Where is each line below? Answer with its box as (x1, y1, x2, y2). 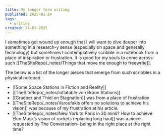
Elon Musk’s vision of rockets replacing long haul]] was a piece (12, 116, 141, 122)
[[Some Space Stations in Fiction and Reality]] (12, 84, 107, 90)
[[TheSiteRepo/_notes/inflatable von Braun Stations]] (12, 90, 120, 96)
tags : (5, 16, 16, 21)
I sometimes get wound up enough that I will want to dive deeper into (5, 39, 146, 45)
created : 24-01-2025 (5, 26, 48, 31)
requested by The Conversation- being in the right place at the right (12, 121, 151, 127)
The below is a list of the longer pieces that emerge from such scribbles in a (5, 69, 161, 75)
